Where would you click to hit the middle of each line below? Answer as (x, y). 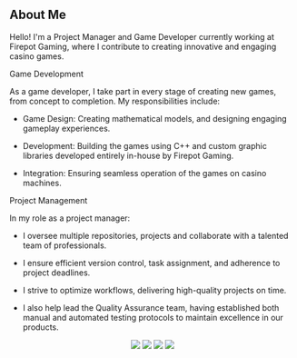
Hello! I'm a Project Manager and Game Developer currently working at (142, 36)
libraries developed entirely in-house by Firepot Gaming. (128, 155)
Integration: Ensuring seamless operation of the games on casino (144, 173)
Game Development (47, 74)
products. (40, 327)
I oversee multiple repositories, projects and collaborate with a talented (155, 235)
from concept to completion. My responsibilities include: (115, 101)
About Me (38, 15)
